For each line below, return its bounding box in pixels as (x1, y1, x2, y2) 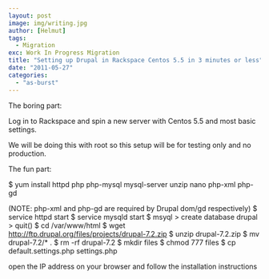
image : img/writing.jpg (8, 19, 88, 27)
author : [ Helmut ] (8, 26, 66, 34)
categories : (8, 71, 48, 79)
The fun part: (8, 164, 52, 173)
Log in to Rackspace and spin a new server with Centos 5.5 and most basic (8, 116, 256, 126)
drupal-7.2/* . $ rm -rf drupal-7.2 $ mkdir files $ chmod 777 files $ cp (8, 237, 236, 247)
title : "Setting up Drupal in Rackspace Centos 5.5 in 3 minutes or (8, 57, 242, 65)
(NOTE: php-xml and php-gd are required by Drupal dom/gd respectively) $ (8, 203, 258, 213)
